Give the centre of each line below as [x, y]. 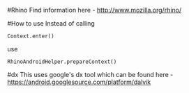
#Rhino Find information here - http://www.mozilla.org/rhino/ [94, 10]
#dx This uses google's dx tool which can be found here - [90, 75]
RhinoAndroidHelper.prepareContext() [62, 62]
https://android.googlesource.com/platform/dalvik [79, 82]
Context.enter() [31, 36]
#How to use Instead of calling [51, 23]
